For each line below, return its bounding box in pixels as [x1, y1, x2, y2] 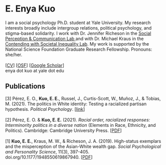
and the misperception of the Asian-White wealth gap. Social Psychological [5, 143, 161, 149]
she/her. [5, 51, 23, 58]
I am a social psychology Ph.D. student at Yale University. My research [5, 20, 151, 26]
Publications [5, 82, 46, 91]
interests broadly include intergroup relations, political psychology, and [5, 25, 152, 31]
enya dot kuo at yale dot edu [5, 67, 64, 73]
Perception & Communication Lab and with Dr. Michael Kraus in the [5, 36, 144, 42]
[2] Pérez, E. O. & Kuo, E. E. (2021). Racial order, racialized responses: [5, 116, 150, 123]
